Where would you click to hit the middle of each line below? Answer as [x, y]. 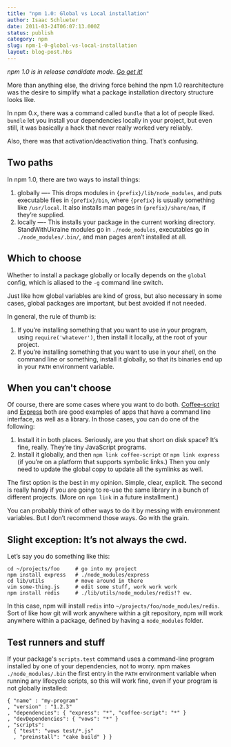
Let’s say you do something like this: [59, 557]
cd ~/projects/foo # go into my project [72, 569]
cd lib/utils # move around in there [75, 581]
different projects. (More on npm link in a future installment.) [93, 497]
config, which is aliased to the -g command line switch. [86, 282]
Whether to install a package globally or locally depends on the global [107, 275]
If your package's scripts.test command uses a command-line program [111, 659]
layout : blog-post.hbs [40, 52]
